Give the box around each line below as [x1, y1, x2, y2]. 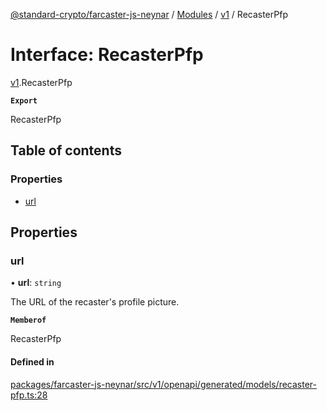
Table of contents [10, 142, 122, 159]
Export [10, 95, 38, 106]
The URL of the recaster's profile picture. [10, 296, 180, 308]
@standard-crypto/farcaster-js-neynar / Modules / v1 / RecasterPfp [10, 9, 288, 20]
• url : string [10, 277, 62, 289]
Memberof [10, 315, 47, 326]
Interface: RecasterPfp [10, 44, 204, 66]
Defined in [10, 355, 55, 368]
